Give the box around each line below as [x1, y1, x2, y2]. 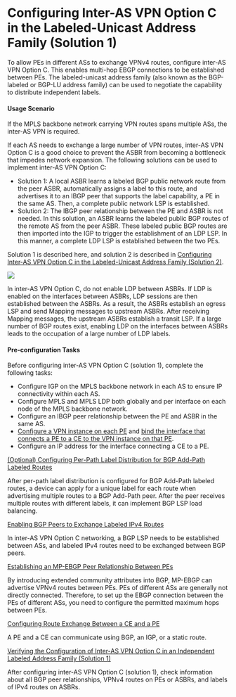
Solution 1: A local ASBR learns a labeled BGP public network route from [17, 177, 226, 186]
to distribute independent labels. [7, 88, 101, 96]
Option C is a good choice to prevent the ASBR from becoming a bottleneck [7, 148, 226, 157]
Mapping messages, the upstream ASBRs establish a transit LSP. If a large [7, 314, 222, 323]
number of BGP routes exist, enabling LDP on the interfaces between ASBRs [7, 322, 228, 331]
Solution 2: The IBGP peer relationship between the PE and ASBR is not [17, 207, 223, 215]
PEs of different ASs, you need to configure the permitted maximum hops [7, 599, 220, 607]
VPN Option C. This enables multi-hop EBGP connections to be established [7, 65, 225, 74]
